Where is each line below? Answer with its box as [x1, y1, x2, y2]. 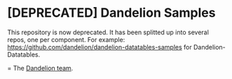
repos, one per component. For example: [7, 35, 125, 43]
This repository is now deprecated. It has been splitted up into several [7, 28, 209, 36]
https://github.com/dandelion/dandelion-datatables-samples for [7, 43, 193, 51]
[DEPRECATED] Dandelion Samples [7, 5, 216, 21]
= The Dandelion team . [7, 64, 74, 72]
